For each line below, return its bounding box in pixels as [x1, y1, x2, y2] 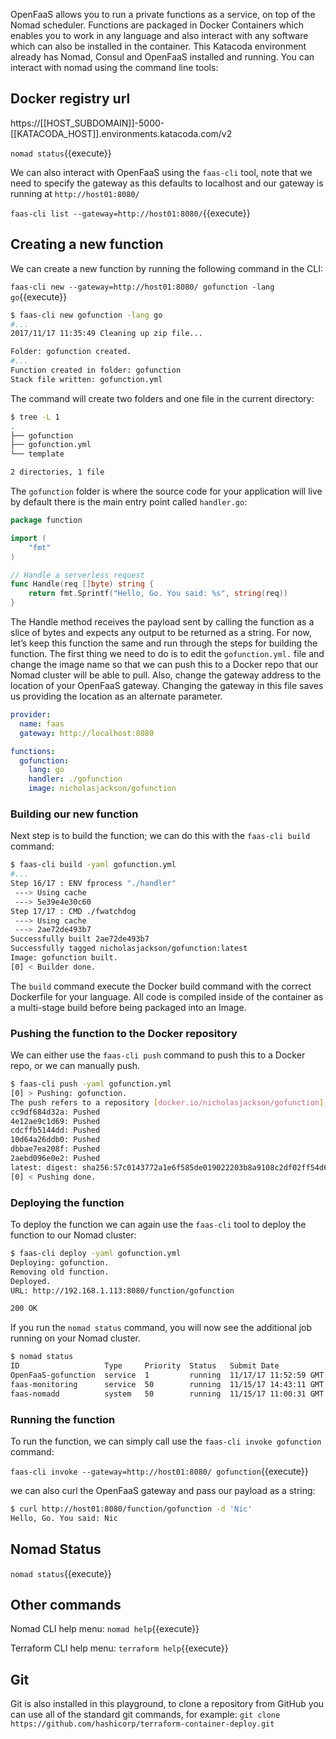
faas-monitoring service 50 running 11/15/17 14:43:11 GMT [10, 1379, 325, 1389]
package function [10, 515, 83, 525]
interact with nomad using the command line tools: [10, 62, 219, 73]
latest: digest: [10, 1162, 78, 1173]
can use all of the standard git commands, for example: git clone [10, 1709, 281, 1721]
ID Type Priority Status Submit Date [10, 1361, 280, 1371]
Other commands [10, 1596, 122, 1613]
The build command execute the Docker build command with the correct [10, 980, 312, 992]
